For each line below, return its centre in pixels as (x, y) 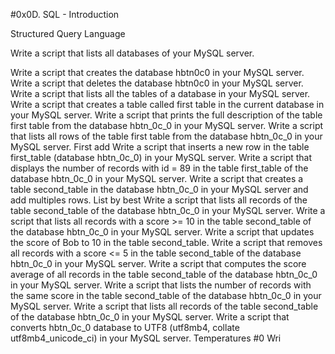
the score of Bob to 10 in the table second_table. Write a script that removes (166, 242)
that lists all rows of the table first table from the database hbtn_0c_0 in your (166, 136)
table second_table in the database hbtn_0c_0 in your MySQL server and (159, 189)
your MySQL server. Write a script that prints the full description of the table (166, 115)
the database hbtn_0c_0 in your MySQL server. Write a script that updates (162, 232)
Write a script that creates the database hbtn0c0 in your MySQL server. (157, 72)
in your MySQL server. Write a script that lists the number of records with (161, 285)
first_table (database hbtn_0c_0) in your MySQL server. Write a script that (161, 157)
